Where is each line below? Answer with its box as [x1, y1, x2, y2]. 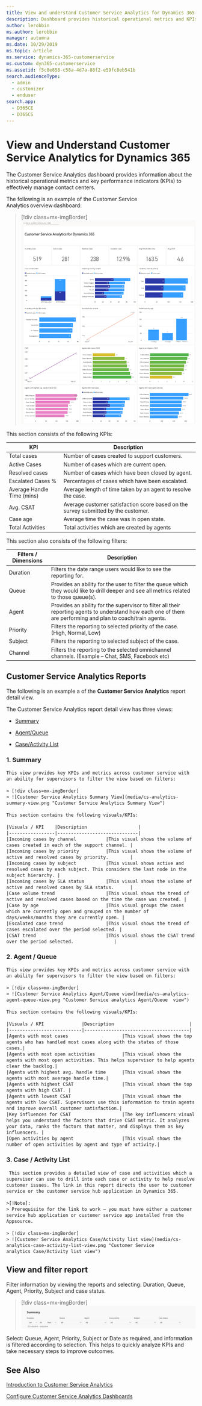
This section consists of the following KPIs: [6, 430, 113, 437]
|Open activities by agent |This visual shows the [6, 1136, 182, 1142]
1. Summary [6, 755, 41, 764]
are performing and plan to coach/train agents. [50, 614, 167, 622]
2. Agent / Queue [6, 952, 57, 961]
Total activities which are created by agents [63, 524, 171, 531]
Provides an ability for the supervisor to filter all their [50, 601, 180, 608]
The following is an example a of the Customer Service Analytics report [6, 687, 186, 695]
